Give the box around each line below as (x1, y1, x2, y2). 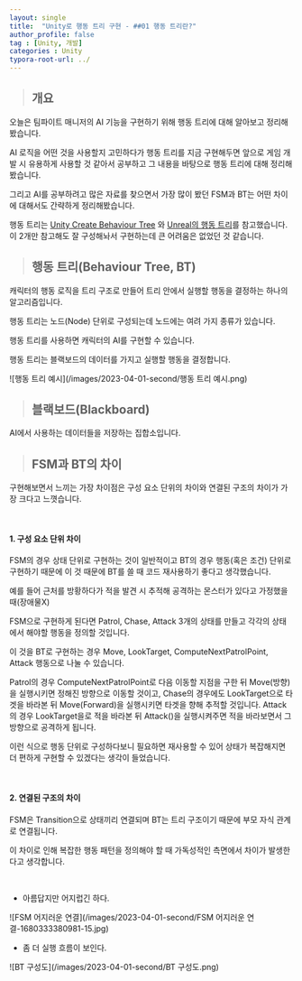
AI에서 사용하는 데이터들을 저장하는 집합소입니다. (9, 428, 181, 439)
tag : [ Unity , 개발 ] (9, 38, 83, 48)
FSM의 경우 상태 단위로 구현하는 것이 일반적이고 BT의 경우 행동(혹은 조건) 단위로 (9, 555, 292, 566)
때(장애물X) (9, 597, 50, 607)
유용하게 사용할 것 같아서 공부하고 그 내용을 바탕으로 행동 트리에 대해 (28, 158, 269, 169)
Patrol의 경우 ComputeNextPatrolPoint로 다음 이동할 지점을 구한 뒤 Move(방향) (9, 677, 291, 688)
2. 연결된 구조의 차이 (9, 792, 81, 803)
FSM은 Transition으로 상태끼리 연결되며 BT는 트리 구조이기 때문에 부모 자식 (9, 814, 275, 825)
